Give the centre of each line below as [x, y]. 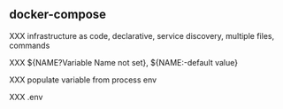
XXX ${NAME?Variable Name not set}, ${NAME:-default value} [124, 62]
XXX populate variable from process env [83, 80]
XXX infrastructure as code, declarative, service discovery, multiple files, [142, 35]
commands [30, 45]
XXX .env [26, 97]
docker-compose [58, 15]
